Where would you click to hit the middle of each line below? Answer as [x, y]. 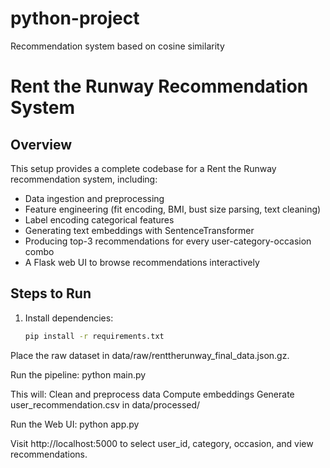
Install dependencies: [69, 318]
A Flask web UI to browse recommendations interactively [142, 262]
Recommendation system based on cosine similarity [117, 46]
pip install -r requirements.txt [94, 336]
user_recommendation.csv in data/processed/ [105, 404]
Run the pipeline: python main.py [78, 374]
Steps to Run [51, 293]
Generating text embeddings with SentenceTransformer [139, 230]
